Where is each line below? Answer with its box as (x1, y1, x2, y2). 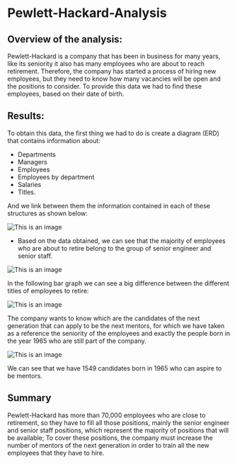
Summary (7, 392, 52, 404)
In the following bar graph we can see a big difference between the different (7, 278, 230, 288)
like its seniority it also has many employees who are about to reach (7, 60, 205, 68)
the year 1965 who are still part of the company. (7, 336, 146, 345)
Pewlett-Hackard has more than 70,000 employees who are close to (7, 411, 206, 419)
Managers (17, 157, 47, 166)
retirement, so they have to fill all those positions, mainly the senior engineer (7, 418, 230, 426)
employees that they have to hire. (7, 448, 105, 457)
